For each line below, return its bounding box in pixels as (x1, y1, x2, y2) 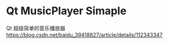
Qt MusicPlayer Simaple (6, 4, 127, 18)
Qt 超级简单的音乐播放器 (6, 24, 66, 32)
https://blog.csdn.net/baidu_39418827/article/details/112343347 (6, 31, 163, 38)
